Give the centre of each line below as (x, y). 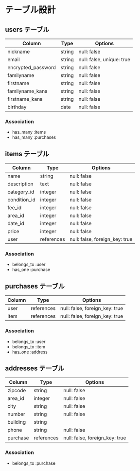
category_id (21, 192)
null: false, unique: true (104, 60)
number (17, 414)
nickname (19, 52)
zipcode (17, 391)
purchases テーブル (35, 286)
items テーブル (27, 154)
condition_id (21, 200)
